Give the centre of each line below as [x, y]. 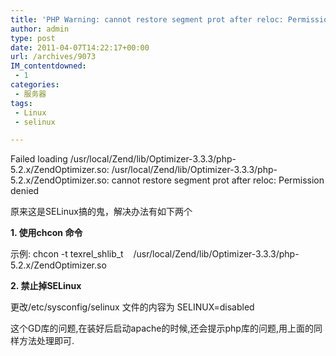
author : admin [40, 29]
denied [25, 191]
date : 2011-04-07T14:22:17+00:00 [80, 47]
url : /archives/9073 [53, 57]
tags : [21, 103]
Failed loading [39, 159]
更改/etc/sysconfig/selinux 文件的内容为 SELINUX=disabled [132, 307]
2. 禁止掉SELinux [46, 286]
